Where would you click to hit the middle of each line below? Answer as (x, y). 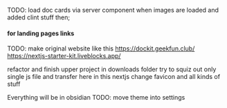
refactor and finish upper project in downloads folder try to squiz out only (112, 69)
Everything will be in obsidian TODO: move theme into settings (96, 98)
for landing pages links (41, 33)
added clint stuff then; (39, 17)
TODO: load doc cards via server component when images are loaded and (113, 10)
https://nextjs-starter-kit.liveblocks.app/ (64, 56)
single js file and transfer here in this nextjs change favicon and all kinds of (113, 77)
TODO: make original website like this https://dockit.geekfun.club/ (101, 48)
